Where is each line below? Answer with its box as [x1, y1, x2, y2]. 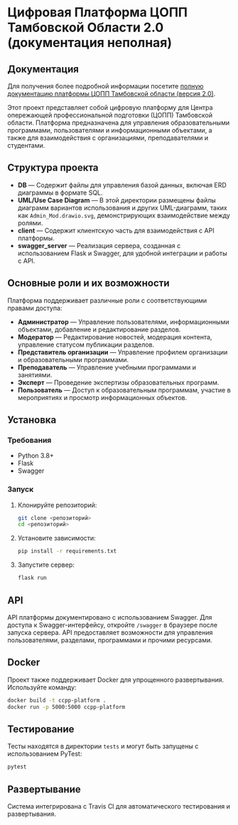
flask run [17, 575, 48, 582]
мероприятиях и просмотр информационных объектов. [17, 393, 187, 401]
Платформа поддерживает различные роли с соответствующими [7, 296, 207, 304]
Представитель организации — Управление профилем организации [17, 347, 228, 357]
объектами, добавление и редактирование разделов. [17, 325, 181, 334]
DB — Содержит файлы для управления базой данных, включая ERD [17, 180, 227, 189]
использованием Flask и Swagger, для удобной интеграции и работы [17, 249, 227, 257]
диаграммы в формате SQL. [17, 188, 103, 197]
